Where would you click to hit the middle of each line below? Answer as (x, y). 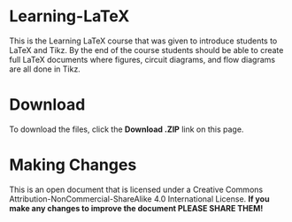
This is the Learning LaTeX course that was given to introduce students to (143, 41)
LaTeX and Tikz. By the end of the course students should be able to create (146, 50)
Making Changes (73, 165)
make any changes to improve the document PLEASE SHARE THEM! (136, 208)
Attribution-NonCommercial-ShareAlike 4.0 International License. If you (139, 199)
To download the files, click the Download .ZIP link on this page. (127, 129)
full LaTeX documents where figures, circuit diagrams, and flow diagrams (142, 59)
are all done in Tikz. (45, 69)
